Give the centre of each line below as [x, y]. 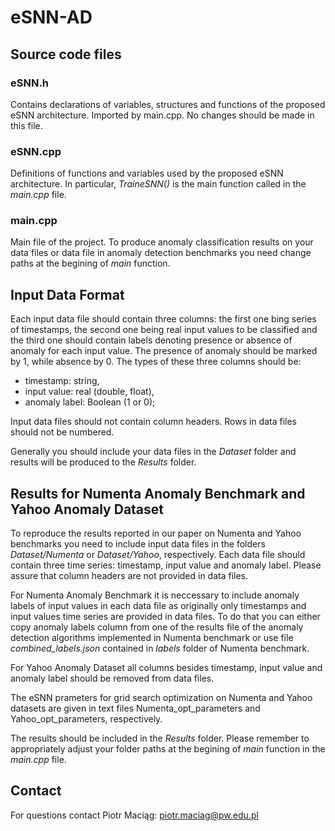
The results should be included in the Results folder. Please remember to [160, 738]
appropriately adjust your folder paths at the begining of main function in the [168, 749]
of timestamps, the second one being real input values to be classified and [164, 330]
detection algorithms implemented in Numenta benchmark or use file [152, 638]
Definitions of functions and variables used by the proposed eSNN [147, 173]
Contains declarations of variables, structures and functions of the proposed [168, 104]
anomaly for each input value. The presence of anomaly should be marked [164, 351]
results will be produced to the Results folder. [103, 462]
